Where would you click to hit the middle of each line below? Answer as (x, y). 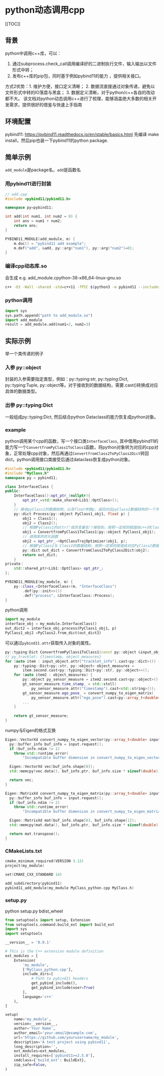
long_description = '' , (36, 1047)
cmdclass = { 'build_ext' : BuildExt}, (50, 1060)
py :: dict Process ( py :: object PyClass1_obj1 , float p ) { (72, 514)
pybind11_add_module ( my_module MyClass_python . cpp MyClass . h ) (70, 888)
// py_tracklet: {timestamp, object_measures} (53, 657)
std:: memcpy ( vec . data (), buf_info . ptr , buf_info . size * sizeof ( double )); (86, 771)
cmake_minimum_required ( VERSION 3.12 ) (44, 861)
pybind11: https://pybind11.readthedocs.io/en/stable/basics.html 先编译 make (82, 134)
